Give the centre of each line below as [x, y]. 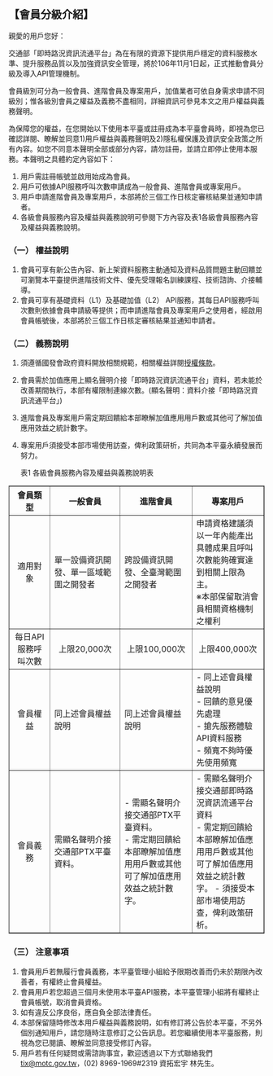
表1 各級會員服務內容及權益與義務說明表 [87, 473]
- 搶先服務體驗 [225, 726]
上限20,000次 [85, 649]
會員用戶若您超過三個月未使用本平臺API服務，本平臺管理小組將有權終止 [140, 991]
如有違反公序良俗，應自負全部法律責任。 [88, 1012]
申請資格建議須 [225, 524]
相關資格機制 [229, 609]
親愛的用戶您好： [37, 36]
